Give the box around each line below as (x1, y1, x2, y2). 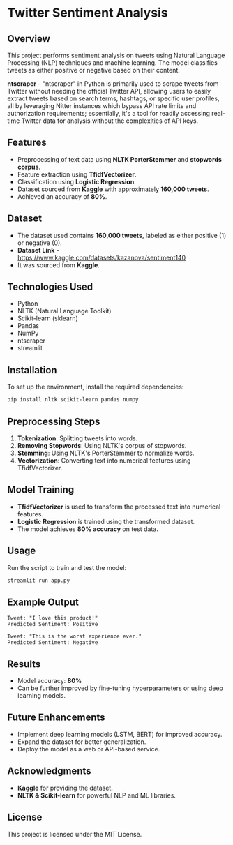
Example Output (7, 596, 79, 608)
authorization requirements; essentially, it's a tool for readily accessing (7, 110, 211, 117)
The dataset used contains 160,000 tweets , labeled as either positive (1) (17, 231, 227, 239)
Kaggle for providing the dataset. (17, 784, 113, 792)
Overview (7, 33, 51, 45)
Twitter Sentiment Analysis (7, 5, 169, 21)
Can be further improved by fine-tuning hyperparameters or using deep (17, 684, 223, 692)
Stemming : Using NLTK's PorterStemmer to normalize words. (17, 449, 195, 457)
